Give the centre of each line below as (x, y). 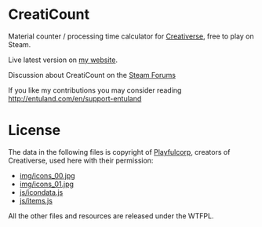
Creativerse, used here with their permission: (81, 160)
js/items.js (36, 200)
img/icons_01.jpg (47, 184)
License (35, 130)
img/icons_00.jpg (47, 175)
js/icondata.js (41, 192)
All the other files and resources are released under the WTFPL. (111, 216)
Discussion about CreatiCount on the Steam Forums (92, 75)
